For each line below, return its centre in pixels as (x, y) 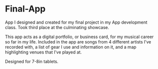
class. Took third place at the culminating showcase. (57, 27)
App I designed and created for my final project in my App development (76, 22)
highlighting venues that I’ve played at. (43, 52)
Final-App (25, 9)
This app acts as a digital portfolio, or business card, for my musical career (79, 37)
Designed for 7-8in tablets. (32, 61)
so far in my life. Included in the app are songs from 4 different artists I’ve (78, 41)
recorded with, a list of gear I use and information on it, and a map (71, 47)
